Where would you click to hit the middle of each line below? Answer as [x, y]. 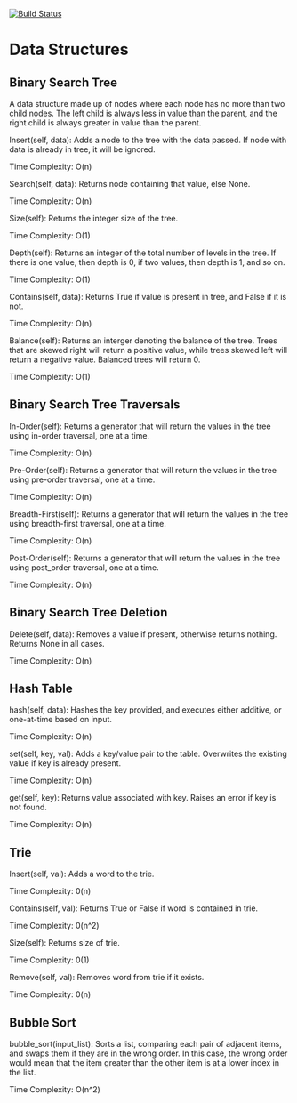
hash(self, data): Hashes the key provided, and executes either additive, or [145, 710]
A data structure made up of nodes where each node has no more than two [147, 104]
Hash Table [41, 689]
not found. [28, 807]
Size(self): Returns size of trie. [64, 943]
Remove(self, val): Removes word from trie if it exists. [107, 978]
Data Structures [69, 50]
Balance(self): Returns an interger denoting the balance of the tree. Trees [143, 341]
